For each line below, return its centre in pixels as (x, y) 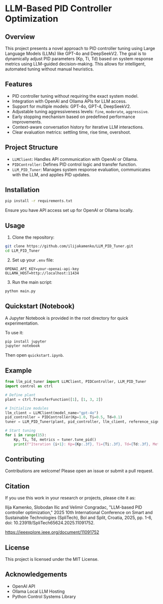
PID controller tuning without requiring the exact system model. (75, 96)
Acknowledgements (36, 575)
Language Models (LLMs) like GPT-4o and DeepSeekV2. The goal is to (76, 53)
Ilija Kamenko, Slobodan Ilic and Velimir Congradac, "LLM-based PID (73, 507)
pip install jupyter (26, 341)
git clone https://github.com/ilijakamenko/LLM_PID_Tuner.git (69, 246)
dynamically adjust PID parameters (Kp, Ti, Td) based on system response (79, 59)
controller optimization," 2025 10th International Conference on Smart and (79, 513)
